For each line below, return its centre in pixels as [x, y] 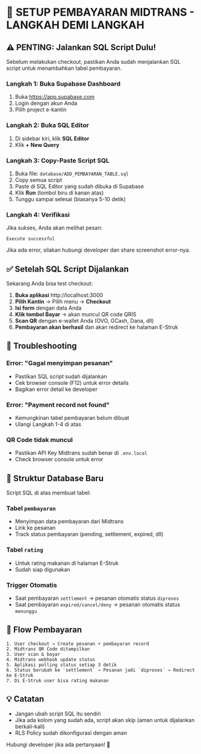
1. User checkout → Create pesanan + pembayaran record [78, 644]
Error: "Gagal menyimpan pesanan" [60, 363]
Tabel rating [25, 550]
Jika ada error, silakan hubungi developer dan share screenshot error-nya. [98, 250]
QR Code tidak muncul [40, 440]
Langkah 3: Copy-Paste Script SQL [58, 160]
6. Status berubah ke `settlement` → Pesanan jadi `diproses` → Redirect [101, 670]
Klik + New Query [37, 145]
